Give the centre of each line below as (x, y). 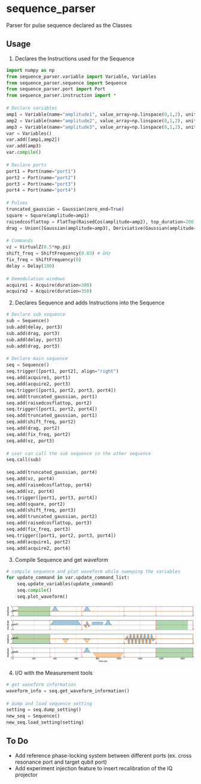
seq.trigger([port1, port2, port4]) (52, 409)
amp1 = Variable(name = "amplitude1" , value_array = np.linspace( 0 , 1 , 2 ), (95, 114)
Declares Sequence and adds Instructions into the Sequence (89, 303)
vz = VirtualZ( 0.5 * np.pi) (38, 247)
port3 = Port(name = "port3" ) (41, 184)
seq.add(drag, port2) (33, 428)
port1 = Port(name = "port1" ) (41, 171)
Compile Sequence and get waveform (62, 559)
